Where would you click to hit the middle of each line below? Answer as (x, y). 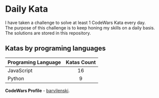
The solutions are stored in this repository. (48, 33)
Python (16, 78)
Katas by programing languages (56, 48)
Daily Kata (27, 9)
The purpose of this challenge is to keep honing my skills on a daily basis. (80, 27)
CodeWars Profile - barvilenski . (38, 90)
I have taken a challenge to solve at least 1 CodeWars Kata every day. (75, 23)
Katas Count (81, 62)
